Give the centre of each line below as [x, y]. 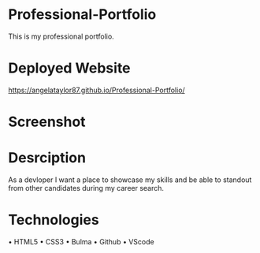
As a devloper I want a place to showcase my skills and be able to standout [130, 180]
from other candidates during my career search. [86, 188]
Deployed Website [70, 68]
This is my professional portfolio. [61, 36]
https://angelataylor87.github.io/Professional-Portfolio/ [97, 90]
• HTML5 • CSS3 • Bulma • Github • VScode [82, 241]
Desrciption [47, 158]
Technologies [54, 220]
